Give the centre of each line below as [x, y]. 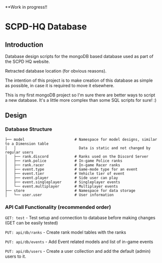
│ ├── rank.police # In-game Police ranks [64, 161]
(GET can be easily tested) [32, 223]
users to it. [16, 256]
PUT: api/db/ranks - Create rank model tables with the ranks [65, 232]
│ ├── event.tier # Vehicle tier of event [65, 173]
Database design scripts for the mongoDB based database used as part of [79, 56]
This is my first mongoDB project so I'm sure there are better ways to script [80, 95]
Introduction [24, 45]
